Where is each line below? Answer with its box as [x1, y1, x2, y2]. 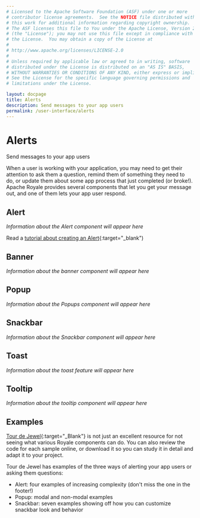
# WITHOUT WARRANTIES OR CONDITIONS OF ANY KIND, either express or [6, 70, 180, 76]
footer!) [14, 487, 34, 494]
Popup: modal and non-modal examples [14, 494, 113, 501]
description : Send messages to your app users [6, 102, 124, 108]
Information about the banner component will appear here [6, 268, 149, 275]
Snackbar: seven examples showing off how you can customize [14, 500, 171, 507]
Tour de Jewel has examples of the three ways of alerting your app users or [6, 463, 192, 470]
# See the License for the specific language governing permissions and [6, 75, 190, 81]
